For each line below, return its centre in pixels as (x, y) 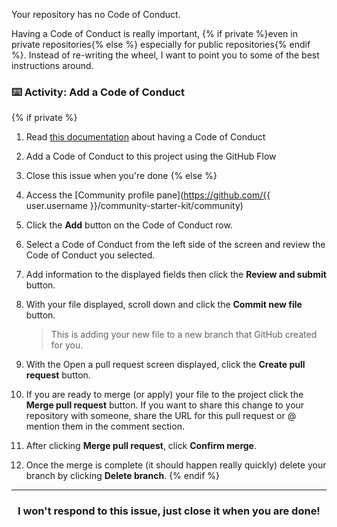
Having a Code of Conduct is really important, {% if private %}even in (154, 33)
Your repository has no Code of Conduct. (96, 14)
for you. (67, 345)
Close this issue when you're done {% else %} (121, 176)
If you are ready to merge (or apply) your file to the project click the (164, 395)
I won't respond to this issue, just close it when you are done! (169, 511)
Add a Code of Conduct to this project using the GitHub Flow (151, 156)
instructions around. (52, 65)
